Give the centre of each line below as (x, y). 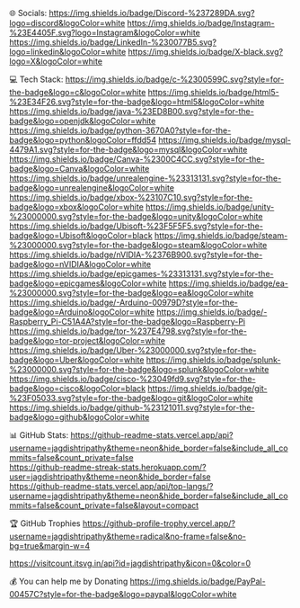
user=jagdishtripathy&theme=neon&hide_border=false (110, 477)
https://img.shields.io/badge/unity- (210, 207)
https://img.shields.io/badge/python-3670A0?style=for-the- (120, 130)
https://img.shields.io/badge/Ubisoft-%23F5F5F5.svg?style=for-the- (136, 226)
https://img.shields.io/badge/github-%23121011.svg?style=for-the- (132, 407)
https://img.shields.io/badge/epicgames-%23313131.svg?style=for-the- (141, 274)
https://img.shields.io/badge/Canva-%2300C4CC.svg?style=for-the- (137, 159)
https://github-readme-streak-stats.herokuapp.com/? (108, 467)
